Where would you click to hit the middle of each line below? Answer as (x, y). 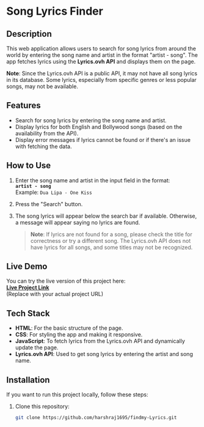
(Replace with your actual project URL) (55, 294)
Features (24, 106)
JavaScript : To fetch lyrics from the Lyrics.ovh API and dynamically (100, 341)
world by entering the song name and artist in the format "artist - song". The (102, 55)
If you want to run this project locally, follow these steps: (77, 395)
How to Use (29, 165)
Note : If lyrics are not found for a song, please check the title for (111, 234)
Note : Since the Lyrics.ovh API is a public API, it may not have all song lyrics (102, 73)
